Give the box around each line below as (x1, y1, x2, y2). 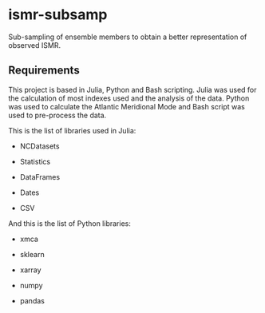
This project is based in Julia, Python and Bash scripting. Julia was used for (8, 85, 257, 94)
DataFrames (19, 172, 61, 181)
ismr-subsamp (8, 6, 108, 24)
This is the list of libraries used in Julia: (8, 125, 136, 135)
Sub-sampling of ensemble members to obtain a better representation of (8, 32, 247, 42)
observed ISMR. (8, 40, 61, 50)
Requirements (8, 64, 80, 77)
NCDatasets (19, 141, 60, 151)
